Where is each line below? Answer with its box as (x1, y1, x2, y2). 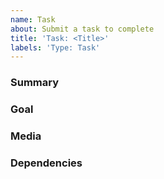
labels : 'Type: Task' (10, 42, 101, 53)
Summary (10, 76, 60, 90)
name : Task (10, 14, 56, 25)
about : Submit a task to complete (10, 24, 155, 34)
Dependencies (10, 156, 83, 170)
